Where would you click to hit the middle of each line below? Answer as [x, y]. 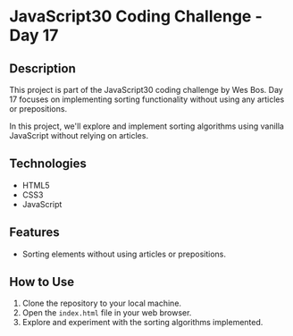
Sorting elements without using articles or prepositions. [124, 254]
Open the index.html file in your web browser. [107, 313]
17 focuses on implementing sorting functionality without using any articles [147, 99]
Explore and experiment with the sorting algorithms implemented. [142, 323]
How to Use [42, 282]
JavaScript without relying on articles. [79, 135]
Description [42, 68]
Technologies [48, 164]
